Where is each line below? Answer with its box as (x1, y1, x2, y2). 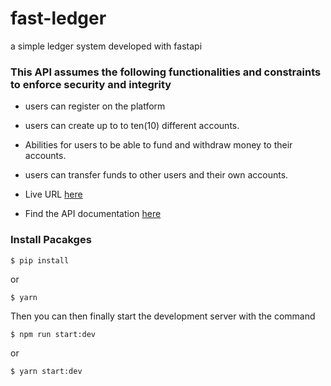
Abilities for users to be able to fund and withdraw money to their (24, 139, 293, 151)
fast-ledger (10, 7, 107, 30)
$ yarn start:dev (10, 366, 83, 376)
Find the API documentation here (24, 208, 162, 220)
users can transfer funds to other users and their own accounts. (24, 169, 289, 181)
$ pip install (10, 255, 70, 266)
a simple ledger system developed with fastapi (10, 40, 203, 52)
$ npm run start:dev (10, 329, 97, 339)
